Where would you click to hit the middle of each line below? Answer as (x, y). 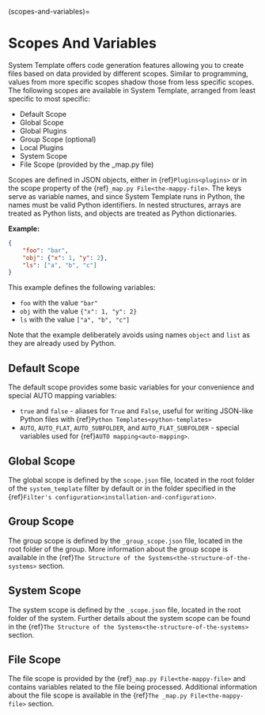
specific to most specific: (49, 99)
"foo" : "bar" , (45, 250)
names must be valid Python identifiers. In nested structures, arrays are (125, 205)
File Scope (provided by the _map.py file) (87, 164)
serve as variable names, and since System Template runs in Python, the (127, 196)
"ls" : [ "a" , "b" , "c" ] (60, 265)
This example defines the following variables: (82, 288)
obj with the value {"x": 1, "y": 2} (78, 311)
